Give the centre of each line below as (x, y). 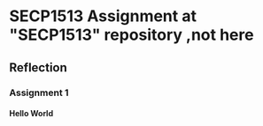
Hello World (31, 114)
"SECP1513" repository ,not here (131, 35)
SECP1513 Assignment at (103, 16)
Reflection (39, 67)
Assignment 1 (39, 93)
